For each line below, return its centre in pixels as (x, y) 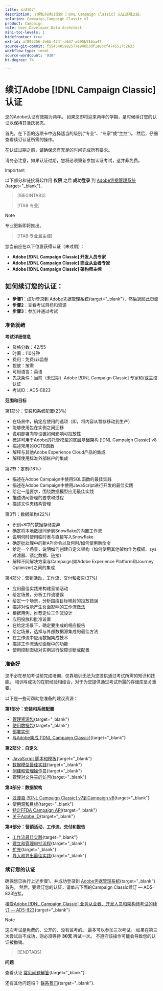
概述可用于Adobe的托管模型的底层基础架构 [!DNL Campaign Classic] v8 (84, 440)
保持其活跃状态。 (31, 123)
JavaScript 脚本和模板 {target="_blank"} (52, 758)
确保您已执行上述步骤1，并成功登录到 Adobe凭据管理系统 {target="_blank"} (80, 881)
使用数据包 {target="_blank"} (41, 725)
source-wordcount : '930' (30, 55)
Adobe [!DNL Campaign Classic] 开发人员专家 (59, 257)
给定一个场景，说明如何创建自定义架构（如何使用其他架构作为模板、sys (84, 549)
